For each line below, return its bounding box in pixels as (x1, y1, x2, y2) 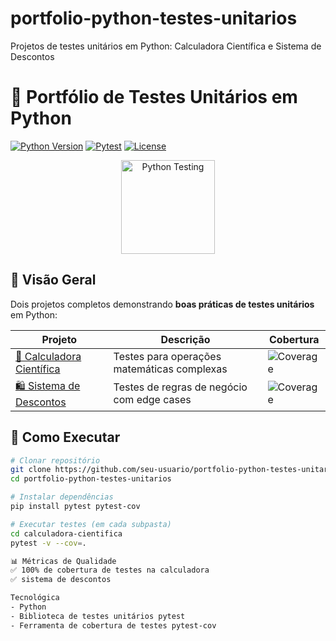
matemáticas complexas (113, 362, 228, 376)
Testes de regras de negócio (113, 380, 248, 394)
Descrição (160, 332, 211, 346)
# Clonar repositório (10, 455, 101, 466)
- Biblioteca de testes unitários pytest (10, 611, 186, 621)
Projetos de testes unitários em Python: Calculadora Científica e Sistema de (10, 40, 322, 52)
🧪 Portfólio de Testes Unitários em (10, 86, 298, 109)
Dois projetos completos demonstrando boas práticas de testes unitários (10, 298, 315, 310)
